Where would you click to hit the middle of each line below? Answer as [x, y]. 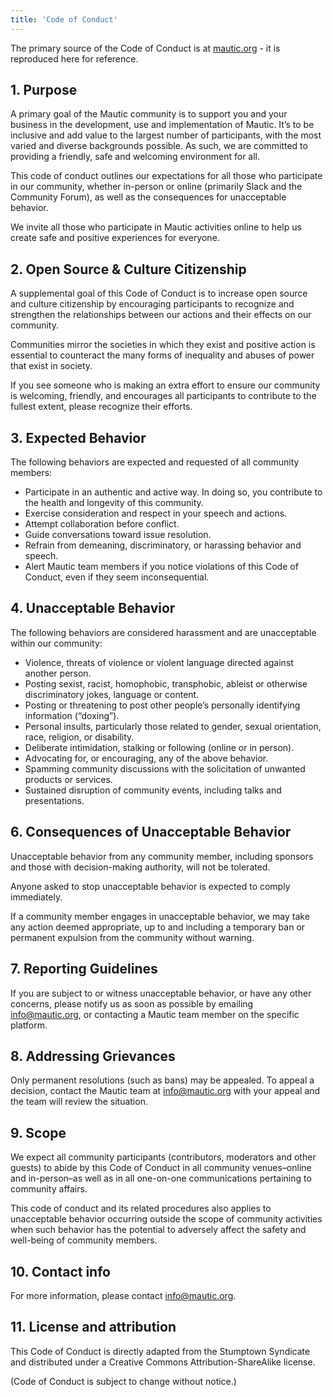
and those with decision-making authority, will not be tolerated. [140, 867]
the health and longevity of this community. [114, 503]
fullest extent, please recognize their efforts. [101, 407]
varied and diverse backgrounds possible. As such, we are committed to [159, 146]
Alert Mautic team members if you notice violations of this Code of [161, 567]
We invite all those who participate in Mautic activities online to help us [156, 227]
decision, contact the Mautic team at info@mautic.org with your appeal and [165, 1091]
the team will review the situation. [79, 1102]
